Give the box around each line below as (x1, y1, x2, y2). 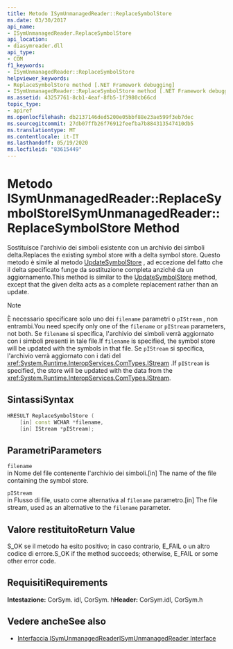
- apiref (7, 107, 33, 114)
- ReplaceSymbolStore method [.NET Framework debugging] (7, 81, 175, 88)
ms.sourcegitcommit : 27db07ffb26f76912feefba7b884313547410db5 (7, 120, 194, 127)
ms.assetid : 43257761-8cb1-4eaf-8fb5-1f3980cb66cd (7, 95, 157, 102)
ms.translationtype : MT (7, 127, 76, 134)
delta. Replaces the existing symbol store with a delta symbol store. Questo (7, 250, 221, 259)
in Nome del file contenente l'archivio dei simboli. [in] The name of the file (7, 469, 217, 477)
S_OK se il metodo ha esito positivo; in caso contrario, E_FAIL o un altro (7, 542, 210, 550)
